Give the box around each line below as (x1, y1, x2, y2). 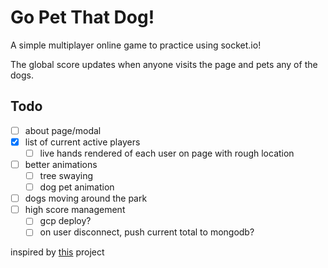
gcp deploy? (39, 215, 92, 227)
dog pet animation (39, 181, 115, 193)
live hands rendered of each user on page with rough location (39, 147, 295, 159)
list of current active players (24, 136, 141, 148)
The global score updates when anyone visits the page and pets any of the (10, 58, 318, 70)
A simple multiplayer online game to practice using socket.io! (10, 39, 262, 51)
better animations (24, 158, 98, 170)
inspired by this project (10, 246, 105, 258)
